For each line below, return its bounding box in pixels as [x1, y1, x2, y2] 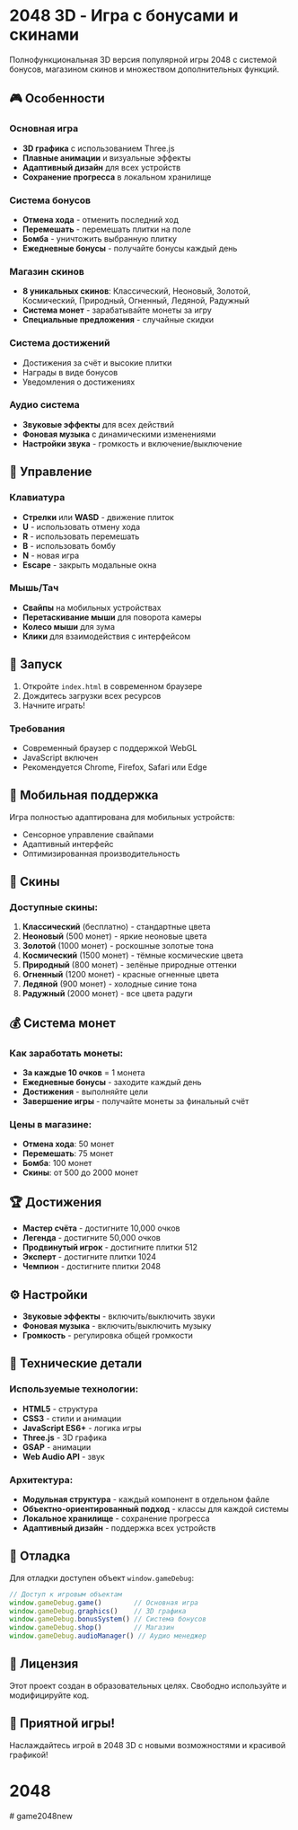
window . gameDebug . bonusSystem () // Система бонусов [9, 1614, 206, 1624]
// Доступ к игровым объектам [9, 1589, 123, 1599]
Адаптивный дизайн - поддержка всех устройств [22, 1523, 216, 1533]
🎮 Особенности [9, 91, 105, 106]
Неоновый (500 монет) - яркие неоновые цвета [22, 931, 207, 942]
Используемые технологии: [9, 1383, 139, 1395]
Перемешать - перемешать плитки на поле [22, 224, 191, 234]
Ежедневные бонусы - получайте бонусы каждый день [22, 243, 238, 253]
